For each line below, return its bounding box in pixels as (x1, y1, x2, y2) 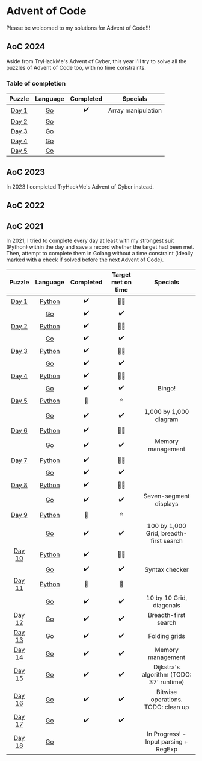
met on (111, 278, 132, 287)
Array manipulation (108, 106, 162, 114)
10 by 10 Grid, (146, 593, 188, 602)
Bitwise (156, 688, 177, 697)
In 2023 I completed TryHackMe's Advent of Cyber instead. (6, 183, 155, 190)
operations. (150, 695, 183, 704)
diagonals (153, 601, 180, 610)
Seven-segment (143, 492, 190, 501)
